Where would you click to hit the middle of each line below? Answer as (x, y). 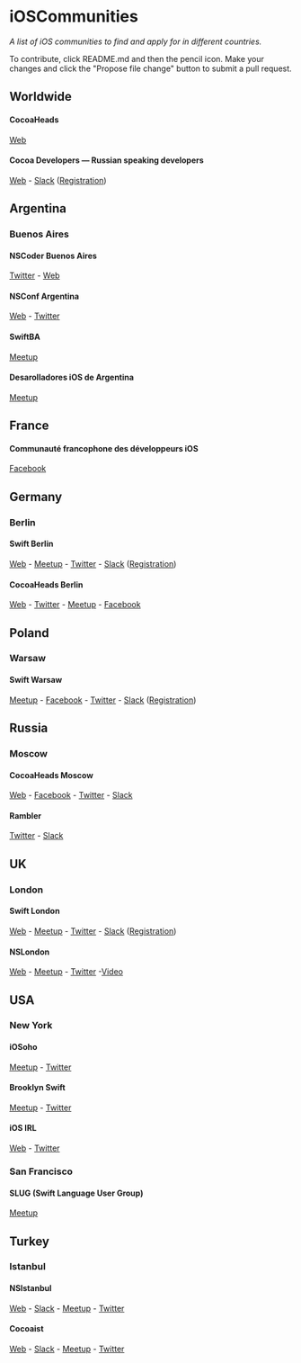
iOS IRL (23, 1128)
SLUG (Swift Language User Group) (76, 1193)
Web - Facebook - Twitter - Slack (71, 795)
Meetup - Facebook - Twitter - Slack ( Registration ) (103, 700)
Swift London (35, 911)
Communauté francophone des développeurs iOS (104, 448)
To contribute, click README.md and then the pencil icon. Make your (137, 58)
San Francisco (41, 1171)
